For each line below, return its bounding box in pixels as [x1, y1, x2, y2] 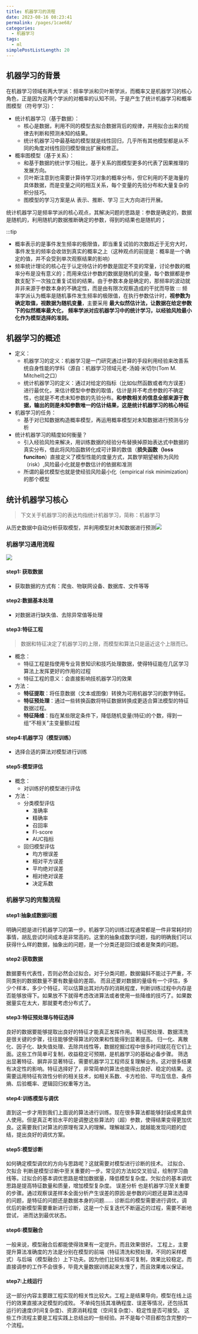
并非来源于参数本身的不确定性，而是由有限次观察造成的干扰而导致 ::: [14, 285, 181, 292]
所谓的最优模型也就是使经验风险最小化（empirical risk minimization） [23, 468, 192, 475]
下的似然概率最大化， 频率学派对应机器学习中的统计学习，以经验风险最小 [14, 307, 192, 314]
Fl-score [32, 828, 53, 835]
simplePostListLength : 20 [6, 47, 70, 53]
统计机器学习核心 [6, 495, 68, 505]
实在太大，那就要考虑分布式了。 [16, 999, 94, 1006]
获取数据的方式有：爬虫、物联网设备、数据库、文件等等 [14, 582, 149, 589]
